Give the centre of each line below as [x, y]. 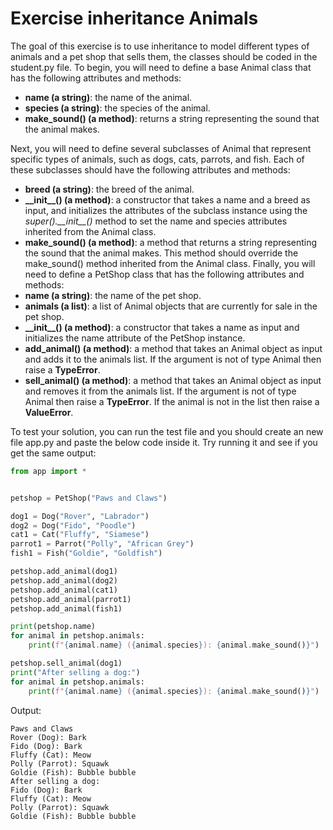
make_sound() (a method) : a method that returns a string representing [171, 242]
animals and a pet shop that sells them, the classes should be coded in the [164, 56]
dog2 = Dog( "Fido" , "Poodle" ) [73, 525]
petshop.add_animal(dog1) [64, 572]
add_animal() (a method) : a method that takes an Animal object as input [173, 348]
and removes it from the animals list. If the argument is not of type [160, 391]
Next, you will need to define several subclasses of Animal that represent [161, 148]
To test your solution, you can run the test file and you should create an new [167, 431]
